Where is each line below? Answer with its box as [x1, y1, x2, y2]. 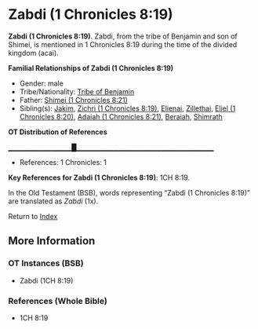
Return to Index [8, 211, 58, 221]
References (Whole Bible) [8, 295, 107, 306]
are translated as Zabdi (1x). [8, 196, 99, 206]
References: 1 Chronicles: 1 [19, 157, 107, 166]
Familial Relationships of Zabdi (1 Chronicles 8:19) [8, 63, 174, 72]
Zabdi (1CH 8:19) [19, 276, 74, 285]
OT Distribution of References [8, 127, 107, 137]
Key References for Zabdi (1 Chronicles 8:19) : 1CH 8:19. [8, 173, 191, 182]
